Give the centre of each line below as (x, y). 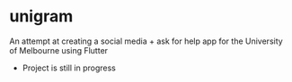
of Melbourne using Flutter (59, 50)
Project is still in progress (69, 68)
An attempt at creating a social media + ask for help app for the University (146, 41)
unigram (41, 16)
